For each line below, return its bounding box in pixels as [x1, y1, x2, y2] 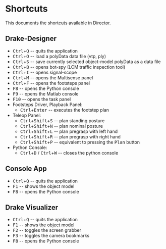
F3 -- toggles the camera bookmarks [12, 233, 90, 239]
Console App [5, 165, 47, 173]
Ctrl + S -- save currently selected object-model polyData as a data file [12, 59, 161, 65]
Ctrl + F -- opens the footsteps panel [12, 80, 90, 86]
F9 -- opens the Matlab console [12, 90, 79, 96]
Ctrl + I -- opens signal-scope [12, 69, 77, 75]
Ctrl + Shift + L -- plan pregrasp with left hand [20, 128, 118, 134]
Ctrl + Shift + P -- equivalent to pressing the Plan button [20, 139, 140, 145]
